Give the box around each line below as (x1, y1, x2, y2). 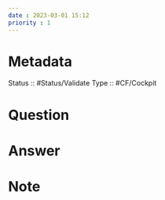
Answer (8, 142, 60, 159)
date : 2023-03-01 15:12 (8, 11, 90, 20)
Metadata (8, 53, 72, 71)
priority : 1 (8, 19, 51, 27)
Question (8, 106, 69, 124)
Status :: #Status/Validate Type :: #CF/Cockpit (8, 78, 157, 88)
